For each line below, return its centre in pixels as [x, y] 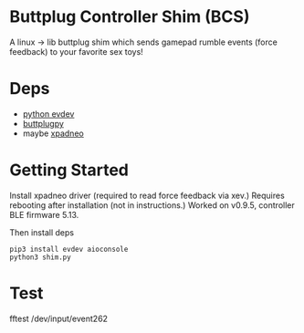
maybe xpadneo [53, 133]
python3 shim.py [40, 257]
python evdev [48, 114]
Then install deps [42, 232]
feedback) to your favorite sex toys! [76, 51]
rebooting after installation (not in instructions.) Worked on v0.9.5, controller [152, 205]
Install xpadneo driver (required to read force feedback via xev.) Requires [147, 195]
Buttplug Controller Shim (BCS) [130, 17]
